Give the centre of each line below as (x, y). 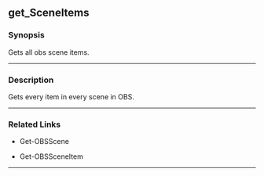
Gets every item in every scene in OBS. (71, 96)
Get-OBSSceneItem (51, 156)
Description (31, 80)
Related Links (35, 124)
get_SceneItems (49, 13)
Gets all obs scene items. (49, 52)
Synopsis (26, 35)
